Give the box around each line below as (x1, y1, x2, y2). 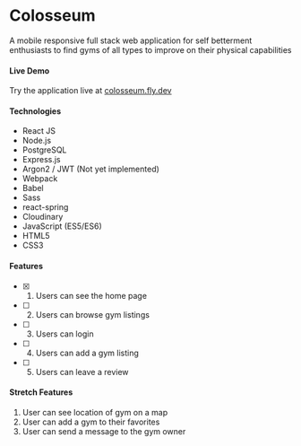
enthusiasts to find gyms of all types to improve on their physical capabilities (9, 44, 292, 55)
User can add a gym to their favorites (21, 416, 160, 427)
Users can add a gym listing (35, 347, 139, 358)
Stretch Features (9, 387, 73, 398)
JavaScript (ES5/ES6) (21, 221, 103, 232)
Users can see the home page (35, 290, 148, 301)
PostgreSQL (21, 144, 67, 155)
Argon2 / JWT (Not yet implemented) (21, 163, 159, 175)
